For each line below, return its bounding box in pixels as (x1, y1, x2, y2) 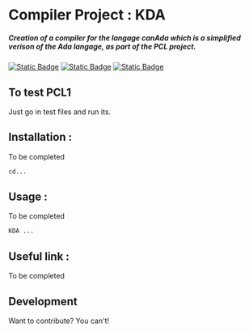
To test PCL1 (8, 85, 71, 99)
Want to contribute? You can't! (8, 316, 110, 326)
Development (8, 294, 78, 309)
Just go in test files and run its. (8, 107, 112, 117)
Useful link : (8, 249, 70, 263)
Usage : (8, 190, 49, 204)
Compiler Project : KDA (8, 6, 166, 24)
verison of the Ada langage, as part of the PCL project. (8, 41, 196, 51)
